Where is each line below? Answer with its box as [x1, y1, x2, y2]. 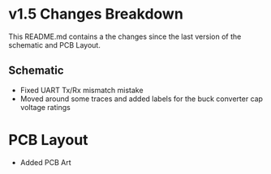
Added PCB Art [19, 157, 71, 167]
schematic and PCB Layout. [8, 40, 101, 49]
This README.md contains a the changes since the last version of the [8, 32, 242, 41]
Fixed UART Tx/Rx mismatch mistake [19, 85, 144, 95]
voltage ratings [19, 102, 71, 112]
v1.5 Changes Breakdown [8, 5, 184, 23]
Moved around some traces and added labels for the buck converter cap [19, 94, 264, 104]
